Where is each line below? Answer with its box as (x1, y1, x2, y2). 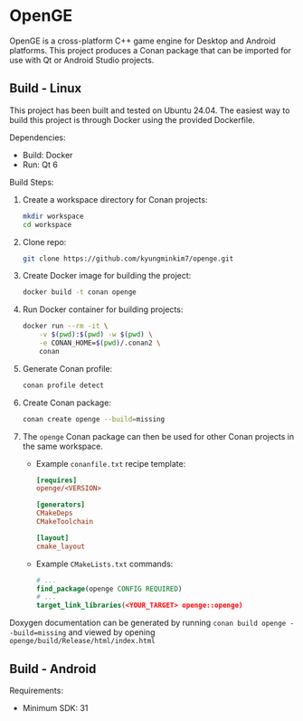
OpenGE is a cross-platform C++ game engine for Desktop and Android (9, 35, 276, 46)
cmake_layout (35, 542, 86, 551)
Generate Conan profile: (22, 363, 113, 374)
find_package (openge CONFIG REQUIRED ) (35, 584, 183, 593)
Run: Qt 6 (22, 159, 59, 170)
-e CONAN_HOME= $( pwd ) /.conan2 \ (39, 338, 161, 347)
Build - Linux (9, 81, 82, 96)
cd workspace (22, 220, 72, 229)
